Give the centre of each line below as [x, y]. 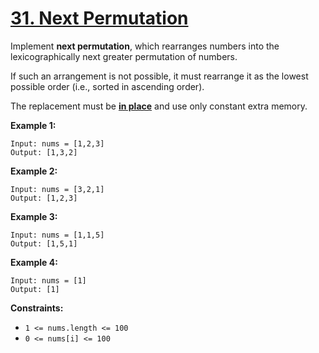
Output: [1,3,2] [44, 152]
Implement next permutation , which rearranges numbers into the [145, 46]
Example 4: [34, 262]
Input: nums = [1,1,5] [57, 235]
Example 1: [33, 125]
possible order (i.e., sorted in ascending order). [107, 86]
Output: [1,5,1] [44, 243]
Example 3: [34, 216]
